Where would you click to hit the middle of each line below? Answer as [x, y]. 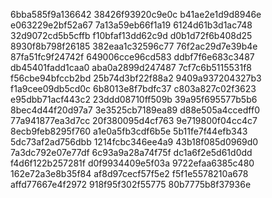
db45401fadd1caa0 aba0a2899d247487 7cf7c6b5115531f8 [131, 67]
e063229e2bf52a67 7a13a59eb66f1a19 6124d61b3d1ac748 [131, 25]
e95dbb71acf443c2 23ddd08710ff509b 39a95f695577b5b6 [134, 99]
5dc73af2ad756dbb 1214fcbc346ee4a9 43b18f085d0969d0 [134, 142]
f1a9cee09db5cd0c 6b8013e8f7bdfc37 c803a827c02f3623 [133, 88]
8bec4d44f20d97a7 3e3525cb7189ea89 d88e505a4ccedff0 [135, 110]
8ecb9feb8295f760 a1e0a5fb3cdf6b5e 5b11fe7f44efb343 [129, 131]
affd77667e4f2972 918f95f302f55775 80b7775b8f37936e [131, 184]
